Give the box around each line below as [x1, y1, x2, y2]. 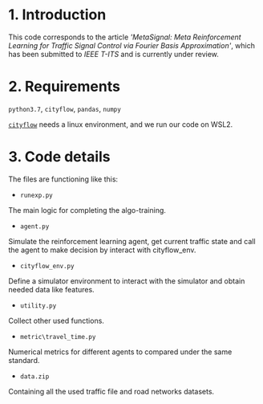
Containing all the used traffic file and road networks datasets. [8, 386, 215, 396]
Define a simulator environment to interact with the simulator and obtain [8, 275, 245, 286]
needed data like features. [8, 284, 95, 294]
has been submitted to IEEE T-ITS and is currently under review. [8, 49, 219, 59]
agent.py [19, 222, 50, 231]
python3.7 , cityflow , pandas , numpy [8, 104, 122, 113]
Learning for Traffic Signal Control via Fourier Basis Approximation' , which [8, 40, 255, 50]
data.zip [19, 372, 50, 381]
